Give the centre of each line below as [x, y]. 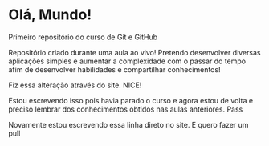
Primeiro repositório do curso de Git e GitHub [83, 37]
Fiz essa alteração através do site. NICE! [75, 85]
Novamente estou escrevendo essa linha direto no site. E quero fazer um [128, 124]
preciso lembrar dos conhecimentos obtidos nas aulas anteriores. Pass [126, 109]
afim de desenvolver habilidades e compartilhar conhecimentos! [114, 69]
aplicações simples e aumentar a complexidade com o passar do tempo [127, 61]
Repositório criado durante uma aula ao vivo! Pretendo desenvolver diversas [134, 52]
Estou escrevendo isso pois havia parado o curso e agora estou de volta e [131, 100]
